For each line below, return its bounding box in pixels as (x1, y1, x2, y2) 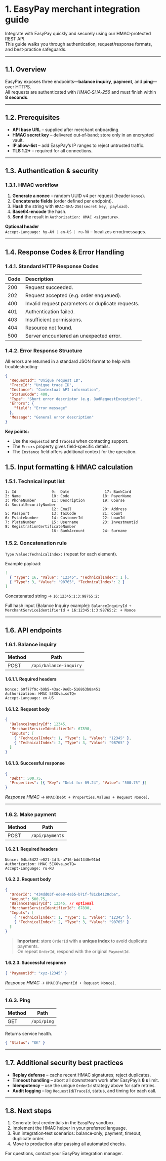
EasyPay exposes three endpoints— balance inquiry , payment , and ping (5, 78, 153, 84)
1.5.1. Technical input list (5, 478, 65, 485)
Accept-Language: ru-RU (5, 866, 54, 871)
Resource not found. (25, 324, 73, 331)
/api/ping (31, 1019, 54, 1024)
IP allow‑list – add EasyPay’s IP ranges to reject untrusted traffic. (12, 142, 145, 148)
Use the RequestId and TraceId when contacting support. (12, 438, 129, 444)
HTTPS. (15, 83, 31, 90)
